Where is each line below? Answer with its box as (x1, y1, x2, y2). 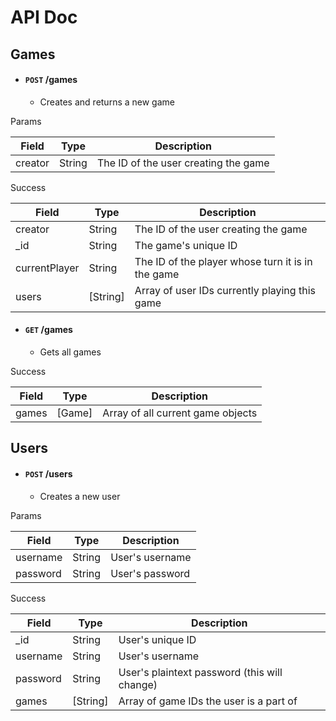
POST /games (24, 74, 78, 86)
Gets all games (39, 346, 102, 358)
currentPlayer (15, 261, 80, 275)
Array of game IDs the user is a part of (118, 694, 298, 708)
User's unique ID (118, 632, 197, 646)
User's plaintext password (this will (118, 665, 283, 679)
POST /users (24, 467, 73, 480)
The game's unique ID (134, 238, 238, 252)
